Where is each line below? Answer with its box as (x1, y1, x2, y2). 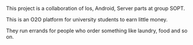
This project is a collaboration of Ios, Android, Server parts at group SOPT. (6, 5, 185, 12)
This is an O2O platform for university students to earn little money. (6, 16, 168, 22)
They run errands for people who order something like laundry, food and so (6, 27, 188, 34)
